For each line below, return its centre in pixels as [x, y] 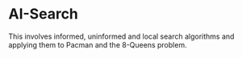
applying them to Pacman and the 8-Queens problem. [98, 44]
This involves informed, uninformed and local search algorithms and [121, 36]
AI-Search [44, 14]
